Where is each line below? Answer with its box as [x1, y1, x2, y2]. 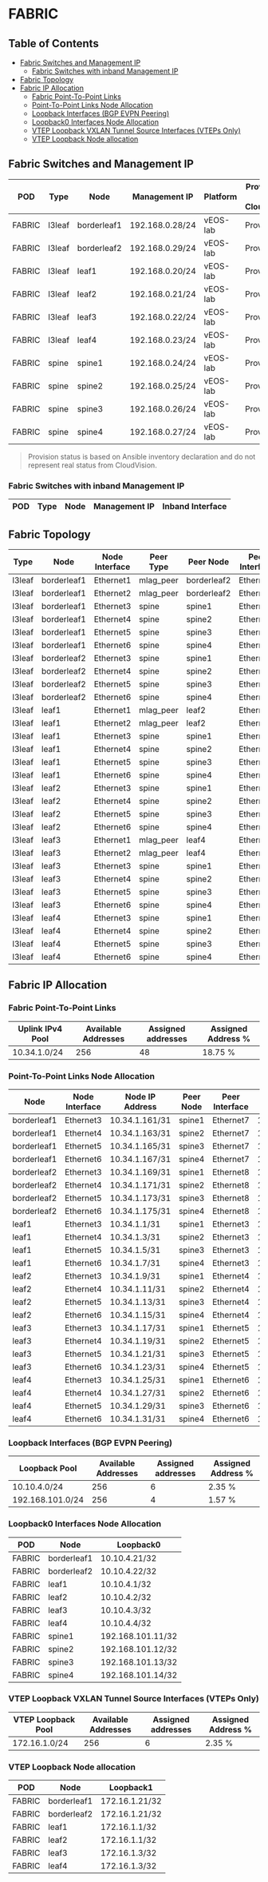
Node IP [124, 1091, 156, 1102]
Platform [203, 191, 238, 202]
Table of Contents [8, 37, 100, 50]
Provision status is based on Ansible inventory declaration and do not [27, 452, 256, 461]
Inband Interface [162, 501, 227, 512]
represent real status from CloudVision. [27, 460, 157, 470]
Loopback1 [108, 1782, 153, 1793]
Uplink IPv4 [18, 1023, 62, 1034]
